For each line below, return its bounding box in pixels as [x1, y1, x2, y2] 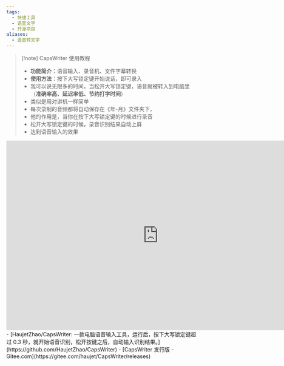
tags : [6, 8, 20, 15]
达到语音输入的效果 [30, 128, 79, 135]
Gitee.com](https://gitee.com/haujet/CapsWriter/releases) [6, 353, 151, 360]
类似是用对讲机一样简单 [30, 98, 89, 105]
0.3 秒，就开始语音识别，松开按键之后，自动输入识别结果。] [13, 338, 160, 345]
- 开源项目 [12, 25, 36, 32]
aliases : [6, 32, 29, 38]
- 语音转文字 [12, 37, 41, 43]
